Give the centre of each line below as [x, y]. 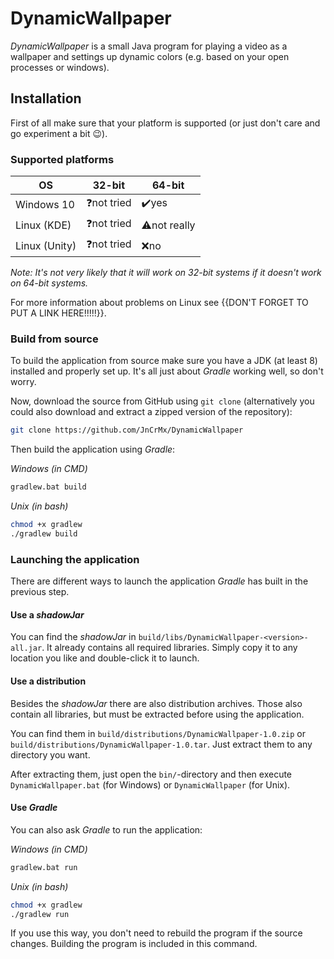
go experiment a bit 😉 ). [59, 133]
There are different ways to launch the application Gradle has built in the [159, 581]
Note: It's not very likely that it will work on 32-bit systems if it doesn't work [166, 273]
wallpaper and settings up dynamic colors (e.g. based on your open [150, 56]
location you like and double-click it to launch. [105, 658]
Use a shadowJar [47, 614]
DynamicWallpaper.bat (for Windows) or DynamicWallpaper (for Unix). [150, 784]
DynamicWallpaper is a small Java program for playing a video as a [149, 46]
